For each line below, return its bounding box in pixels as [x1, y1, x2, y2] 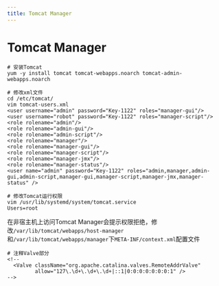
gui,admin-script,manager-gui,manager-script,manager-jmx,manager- [7, 173, 205, 180]
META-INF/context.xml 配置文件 [114, 234, 200, 243]
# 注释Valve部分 [7, 250, 49, 256]
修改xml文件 [13, 89, 43, 96]
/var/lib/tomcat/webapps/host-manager [13, 228, 124, 234]
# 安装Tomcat [7, 63, 43, 71]
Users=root [7, 204, 38, 212]
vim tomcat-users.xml [7, 101, 69, 108]
